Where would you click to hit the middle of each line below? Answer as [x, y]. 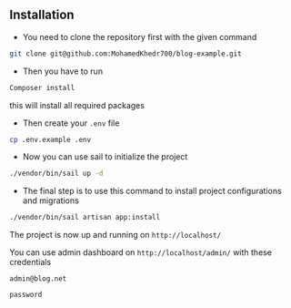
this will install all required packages [77, 105]
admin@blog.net [38, 279]
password [26, 295]
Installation [42, 15]
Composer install [42, 87]
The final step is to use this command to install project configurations [152, 191]
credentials [30, 262]
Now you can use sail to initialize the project [105, 157]
